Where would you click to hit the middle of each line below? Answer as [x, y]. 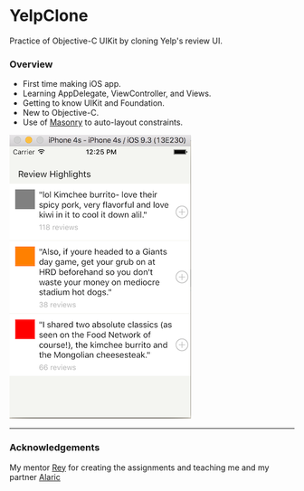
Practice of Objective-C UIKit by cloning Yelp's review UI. [116, 41]
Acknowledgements [55, 448]
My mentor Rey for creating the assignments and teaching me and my [139, 467]
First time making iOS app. [72, 84]
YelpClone [49, 16]
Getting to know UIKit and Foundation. [94, 103]
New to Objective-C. [61, 113]
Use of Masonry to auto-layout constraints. [103, 122]
